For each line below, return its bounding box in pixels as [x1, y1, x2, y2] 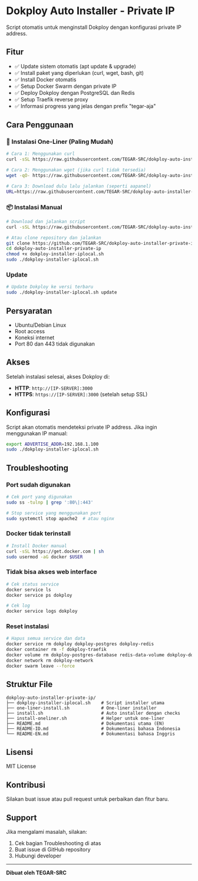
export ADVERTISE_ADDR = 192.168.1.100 [6, 441, 99, 447]
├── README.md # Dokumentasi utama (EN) [6, 721, 165, 727]
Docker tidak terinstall [6, 530, 71, 538]
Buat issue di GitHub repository [14, 846, 91, 853]
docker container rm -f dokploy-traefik [6, 647, 107, 653]
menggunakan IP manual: [6, 429, 68, 437]
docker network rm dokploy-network [6, 658, 94, 663]
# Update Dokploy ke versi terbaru [6, 284, 94, 290]
